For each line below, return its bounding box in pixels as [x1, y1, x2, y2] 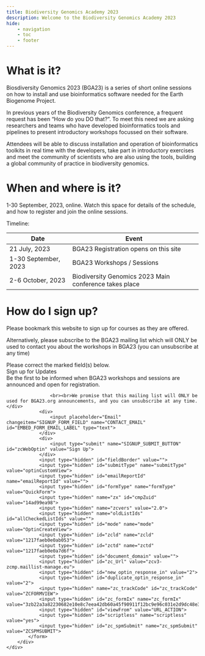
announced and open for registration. [6, 381, 101, 388]
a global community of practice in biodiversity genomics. [6, 160, 149, 167]
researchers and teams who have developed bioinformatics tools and [6, 122, 181, 129]
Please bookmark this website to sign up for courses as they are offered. [6, 324, 189, 332]
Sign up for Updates [6, 368, 57, 375]
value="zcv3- [129, 558, 163, 565]
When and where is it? [6, 181, 121, 195]
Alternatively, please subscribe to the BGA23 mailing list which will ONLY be [6, 336, 197, 343]
